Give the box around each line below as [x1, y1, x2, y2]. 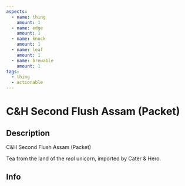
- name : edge [11, 25, 43, 31]
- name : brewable [11, 58, 54, 63]
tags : [6, 69, 19, 75]
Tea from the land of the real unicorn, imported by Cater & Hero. [6, 155, 162, 162]
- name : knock [11, 36, 46, 42]
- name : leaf [11, 47, 43, 53]
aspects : [6, 8, 28, 15]
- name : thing [11, 14, 46, 20]
